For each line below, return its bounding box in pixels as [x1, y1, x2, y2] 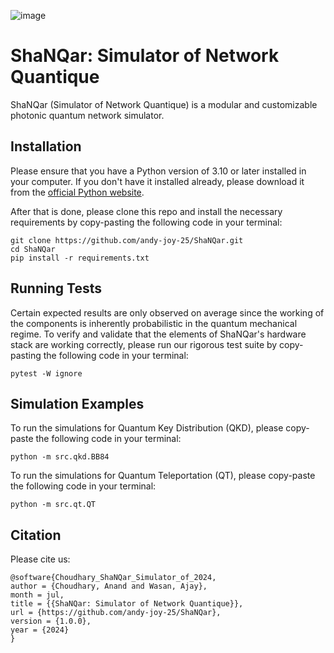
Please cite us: [10, 553, 71, 565]
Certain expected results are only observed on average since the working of [10, 306, 325, 319]
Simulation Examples [10, 395, 145, 412]
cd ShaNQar [10, 244, 56, 254]
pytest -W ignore [10, 368, 83, 379]
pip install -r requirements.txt [10, 253, 150, 263]
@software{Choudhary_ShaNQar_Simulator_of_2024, [10, 573, 217, 583]
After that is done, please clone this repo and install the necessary [10, 205, 283, 217]
